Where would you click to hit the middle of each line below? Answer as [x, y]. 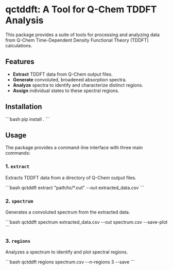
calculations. [19, 45]
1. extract [18, 167]
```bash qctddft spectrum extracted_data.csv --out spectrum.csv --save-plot [86, 222]
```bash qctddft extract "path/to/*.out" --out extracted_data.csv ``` [75, 187]
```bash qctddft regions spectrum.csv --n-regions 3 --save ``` [70, 262]
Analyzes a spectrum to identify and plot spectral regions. [67, 252]
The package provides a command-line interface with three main [74, 148]
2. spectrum [19, 201]
